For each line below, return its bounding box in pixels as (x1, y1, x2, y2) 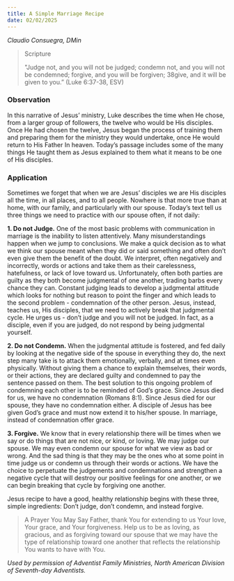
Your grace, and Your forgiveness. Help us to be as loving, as (24, 523, 200, 531)
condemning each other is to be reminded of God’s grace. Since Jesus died (7, 386, 224, 395)
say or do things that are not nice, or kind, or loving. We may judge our (7, 437, 210, 445)
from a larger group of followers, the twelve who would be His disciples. (7, 118, 214, 126)
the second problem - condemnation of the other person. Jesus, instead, (7, 299, 217, 307)
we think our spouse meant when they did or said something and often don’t (7, 247, 226, 255)
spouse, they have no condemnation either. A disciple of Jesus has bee (7, 401, 212, 409)
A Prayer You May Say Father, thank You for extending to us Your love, (24, 515, 226, 524)
